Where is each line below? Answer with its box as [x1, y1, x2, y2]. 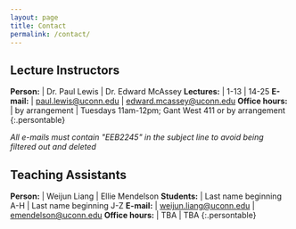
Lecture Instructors [10, 62, 120, 78]
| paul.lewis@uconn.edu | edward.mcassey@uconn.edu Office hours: [30, 95, 288, 107]
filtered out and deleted [10, 142, 97, 152]
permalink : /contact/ [10, 29, 91, 38]
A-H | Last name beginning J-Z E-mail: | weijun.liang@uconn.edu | [10, 200, 255, 210]
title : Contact [10, 21, 67, 30]
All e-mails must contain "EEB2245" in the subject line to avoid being [10, 132, 264, 143]
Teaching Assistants [10, 167, 127, 183]
